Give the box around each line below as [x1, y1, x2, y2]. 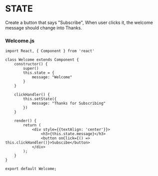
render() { [14, 118, 37, 124]
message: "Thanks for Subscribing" [31, 101, 106, 106]
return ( [23, 123, 41, 128]
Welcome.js [5, 37, 35, 44]
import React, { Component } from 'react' [5, 48, 95, 54]
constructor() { [14, 62, 48, 67]
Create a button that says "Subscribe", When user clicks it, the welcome [5, 19, 153, 25]
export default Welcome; [5, 167, 57, 172]
